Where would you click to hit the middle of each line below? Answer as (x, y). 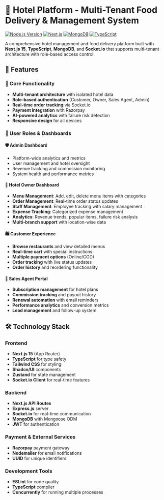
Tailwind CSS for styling (37, 364)
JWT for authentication (36, 424)
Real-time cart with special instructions (52, 252)
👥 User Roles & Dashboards (38, 133)
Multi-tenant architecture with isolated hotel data (63, 94)
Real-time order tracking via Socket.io (51, 105)
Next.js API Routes (32, 404)
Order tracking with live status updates (52, 262)
